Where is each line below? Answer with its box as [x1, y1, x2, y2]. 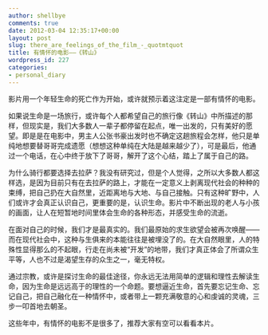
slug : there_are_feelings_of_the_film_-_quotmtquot [8, 41, 183, 49]
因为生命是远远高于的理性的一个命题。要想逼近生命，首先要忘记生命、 [22, 281, 253, 291]
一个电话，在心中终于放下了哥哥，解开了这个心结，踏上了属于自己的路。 [14, 151, 253, 160]
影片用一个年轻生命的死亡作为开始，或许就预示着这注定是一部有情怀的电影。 [8, 93, 260, 104]
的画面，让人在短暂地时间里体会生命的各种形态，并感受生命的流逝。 [8, 207, 232, 217]
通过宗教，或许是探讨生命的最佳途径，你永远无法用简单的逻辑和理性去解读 [8, 271, 253, 281]
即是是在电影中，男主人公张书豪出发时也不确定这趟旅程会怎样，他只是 [22, 131, 253, 140]
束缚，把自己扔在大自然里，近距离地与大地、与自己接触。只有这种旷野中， [8, 187, 253, 197]
